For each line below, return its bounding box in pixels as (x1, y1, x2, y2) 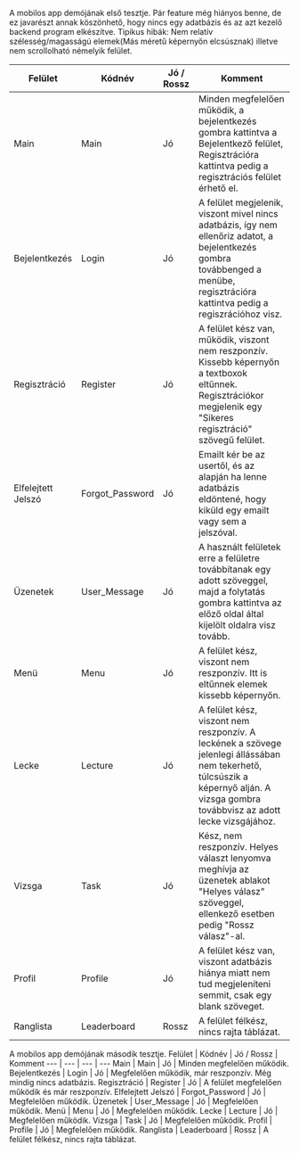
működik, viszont (198, 334, 270, 346)
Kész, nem (198, 829, 243, 842)
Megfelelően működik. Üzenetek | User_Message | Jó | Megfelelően (9, 1096, 259, 1107)
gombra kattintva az (198, 597, 282, 609)
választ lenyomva (198, 852, 271, 864)
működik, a (198, 104, 245, 116)
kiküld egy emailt (198, 504, 270, 516)
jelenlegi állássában (198, 748, 281, 761)
